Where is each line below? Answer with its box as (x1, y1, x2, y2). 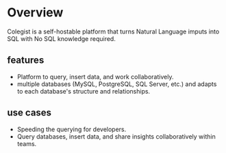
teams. (16, 139, 37, 148)
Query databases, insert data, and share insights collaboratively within (16, 132, 216, 141)
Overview (7, 5, 64, 20)
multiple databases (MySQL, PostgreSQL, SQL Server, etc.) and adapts (16, 80, 217, 88)
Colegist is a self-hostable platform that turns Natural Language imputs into (7, 27, 220, 36)
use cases (7, 107, 52, 119)
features (7, 55, 45, 66)
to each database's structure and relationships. (16, 87, 151, 95)
